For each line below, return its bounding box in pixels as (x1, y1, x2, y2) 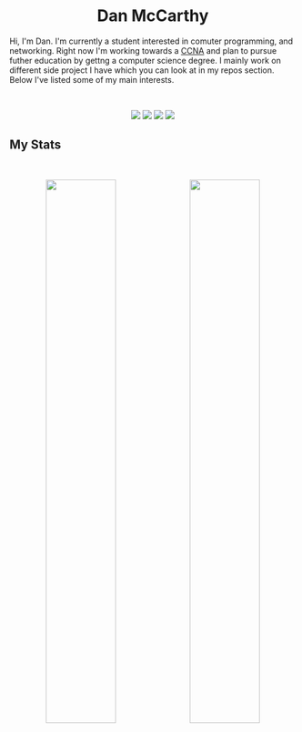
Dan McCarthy (96, 5, 209, 26)
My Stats (9, 137, 62, 153)
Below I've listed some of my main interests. (9, 74, 175, 85)
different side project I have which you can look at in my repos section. (9, 65, 275, 76)
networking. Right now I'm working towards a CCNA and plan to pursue (9, 45, 277, 56)
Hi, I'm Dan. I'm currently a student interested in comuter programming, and (9, 36, 294, 46)
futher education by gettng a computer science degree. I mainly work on (9, 55, 282, 66)
